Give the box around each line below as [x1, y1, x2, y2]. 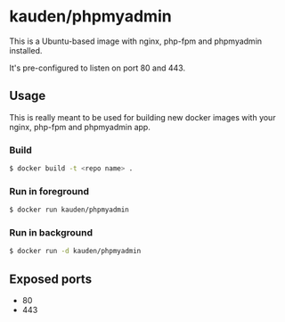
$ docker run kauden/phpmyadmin [9, 205, 129, 215]
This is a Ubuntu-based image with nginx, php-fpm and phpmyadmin [9, 36, 263, 46]
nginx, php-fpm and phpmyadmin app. [9, 121, 151, 132]
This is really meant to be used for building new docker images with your [9, 111, 276, 122]
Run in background [9, 227, 94, 239]
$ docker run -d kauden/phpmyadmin [9, 247, 142, 256]
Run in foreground [9, 185, 89, 197]
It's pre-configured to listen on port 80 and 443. [9, 62, 185, 73]
